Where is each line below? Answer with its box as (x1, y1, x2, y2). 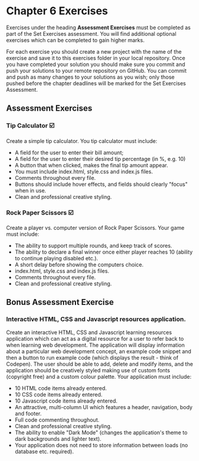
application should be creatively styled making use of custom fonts (6, 366, 170, 373)
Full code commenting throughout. (14, 416, 100, 423)
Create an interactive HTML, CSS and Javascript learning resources (6, 329, 172, 336)
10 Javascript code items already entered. (14, 397, 118, 404)
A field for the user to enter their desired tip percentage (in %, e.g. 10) (14, 155, 186, 162)
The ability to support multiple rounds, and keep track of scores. (14, 242, 172, 249)
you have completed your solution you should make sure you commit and (6, 61, 185, 68)
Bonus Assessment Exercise (6, 297, 114, 307)
